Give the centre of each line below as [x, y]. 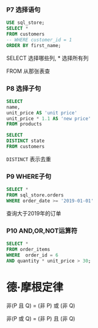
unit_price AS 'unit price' [42, 113]
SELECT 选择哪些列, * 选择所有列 [47, 58]
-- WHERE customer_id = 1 [39, 40]
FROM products [24, 124]
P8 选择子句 [24, 88]
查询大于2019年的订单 [34, 213]
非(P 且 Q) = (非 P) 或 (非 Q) [41, 305]
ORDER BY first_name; [34, 45]
